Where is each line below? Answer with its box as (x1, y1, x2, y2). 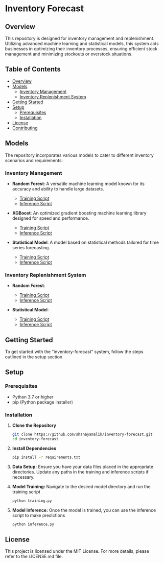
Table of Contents (5, 65, 61, 73)
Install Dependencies (12, 445, 56, 451)
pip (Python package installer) (12, 399, 73, 405)
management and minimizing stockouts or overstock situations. (5, 51, 133, 57)
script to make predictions (12, 512, 65, 518)
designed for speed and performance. (12, 215, 90, 221)
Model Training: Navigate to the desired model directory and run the (12, 483, 151, 490)
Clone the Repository (12, 422, 56, 428)
